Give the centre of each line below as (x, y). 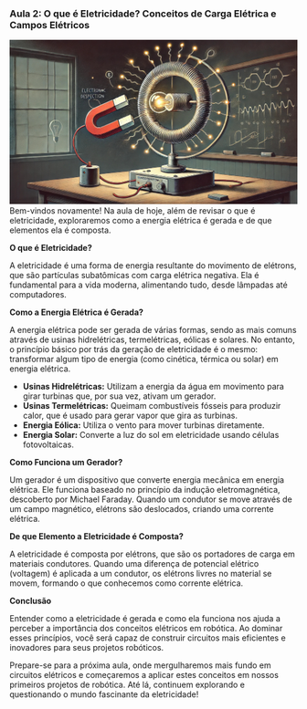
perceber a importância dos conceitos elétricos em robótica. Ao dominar (146, 629)
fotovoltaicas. (48, 444)
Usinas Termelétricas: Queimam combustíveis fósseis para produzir (152, 406)
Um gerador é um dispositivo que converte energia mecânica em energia (147, 480)
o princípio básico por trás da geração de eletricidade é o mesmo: (134, 349)
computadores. (38, 295)
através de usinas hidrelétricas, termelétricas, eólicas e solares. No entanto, (152, 339)
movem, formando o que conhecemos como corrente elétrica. (127, 583)
